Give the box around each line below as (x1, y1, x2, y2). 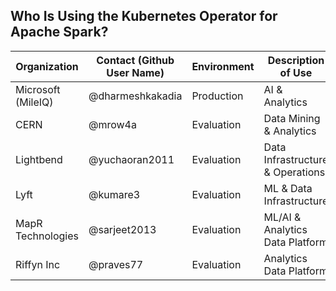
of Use (279, 65, 313, 79)
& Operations (263, 165, 326, 179)
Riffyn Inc (15, 257, 61, 271)
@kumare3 (88, 187, 141, 201)
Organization (15, 59, 79, 73)
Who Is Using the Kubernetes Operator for (10, 8, 278, 25)
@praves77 (88, 257, 144, 271)
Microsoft (15, 82, 61, 96)
